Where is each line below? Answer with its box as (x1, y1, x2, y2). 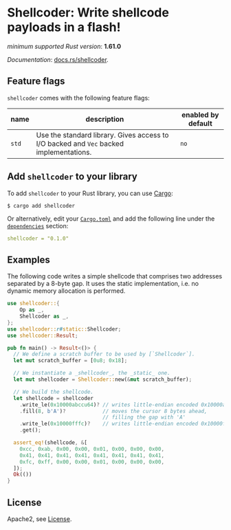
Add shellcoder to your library (7, 170, 137, 183)
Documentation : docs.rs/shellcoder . (7, 55, 109, 63)
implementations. (36, 147, 92, 157)
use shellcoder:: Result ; (7, 332, 78, 339)
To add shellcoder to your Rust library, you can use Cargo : (7, 189, 173, 197)
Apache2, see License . (7, 514, 72, 523)
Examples (7, 254, 50, 265)
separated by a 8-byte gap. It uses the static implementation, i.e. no (7, 280, 199, 288)
